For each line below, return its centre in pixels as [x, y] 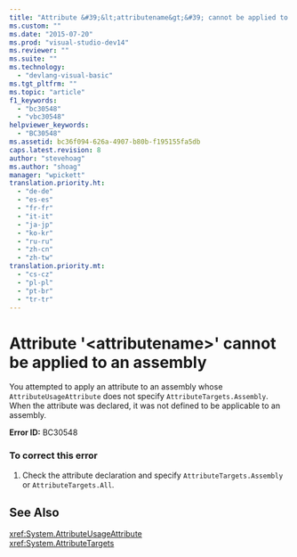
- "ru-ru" [35, 242]
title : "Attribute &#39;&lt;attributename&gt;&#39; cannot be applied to [149, 17]
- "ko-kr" [35, 233]
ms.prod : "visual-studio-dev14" [69, 42]
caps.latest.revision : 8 [55, 150]
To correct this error [53, 455]
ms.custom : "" [36, 26]
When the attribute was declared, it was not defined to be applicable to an [145, 405]
